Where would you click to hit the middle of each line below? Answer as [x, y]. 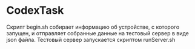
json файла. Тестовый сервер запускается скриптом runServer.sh [91, 39]
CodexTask [35, 10]
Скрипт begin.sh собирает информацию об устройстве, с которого [93, 27]
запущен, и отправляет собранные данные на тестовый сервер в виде [98, 33]
